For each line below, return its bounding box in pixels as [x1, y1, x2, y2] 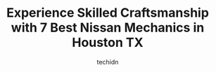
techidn [96, 57, 119, 66]
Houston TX [72, 35, 144, 50]
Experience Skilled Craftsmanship [6, 5, 210, 21]
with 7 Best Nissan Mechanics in [11, 20, 205, 36]
